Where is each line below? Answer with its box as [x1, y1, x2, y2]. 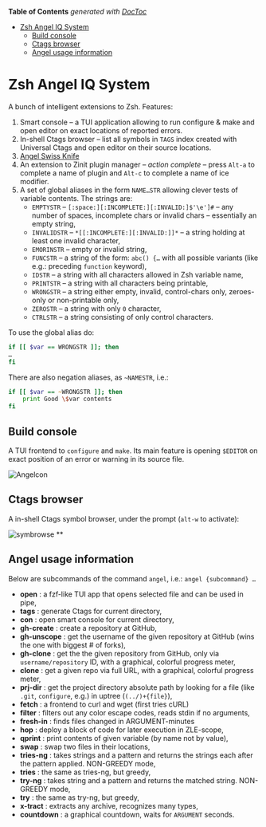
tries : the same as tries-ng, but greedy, [19, 767, 151, 777]
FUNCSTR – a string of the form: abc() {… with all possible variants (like [31, 253, 259, 262]
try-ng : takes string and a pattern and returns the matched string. [19, 775, 237, 785]
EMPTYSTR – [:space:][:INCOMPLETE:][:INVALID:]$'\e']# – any [31, 202, 233, 211]
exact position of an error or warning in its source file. [8, 455, 185, 463]
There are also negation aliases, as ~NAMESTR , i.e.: [8, 372, 169, 382]
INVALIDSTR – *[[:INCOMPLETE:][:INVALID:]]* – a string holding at [31, 227, 245, 237]
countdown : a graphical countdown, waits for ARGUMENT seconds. [19, 809, 235, 819]
